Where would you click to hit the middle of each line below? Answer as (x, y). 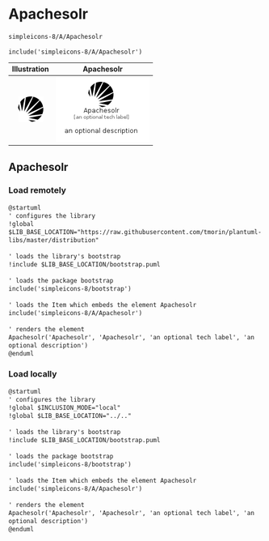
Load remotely (38, 190)
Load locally (33, 373)
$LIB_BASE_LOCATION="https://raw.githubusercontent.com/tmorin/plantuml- (135, 232)
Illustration (31, 69)
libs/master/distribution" (54, 240)
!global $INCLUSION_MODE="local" (65, 408)
